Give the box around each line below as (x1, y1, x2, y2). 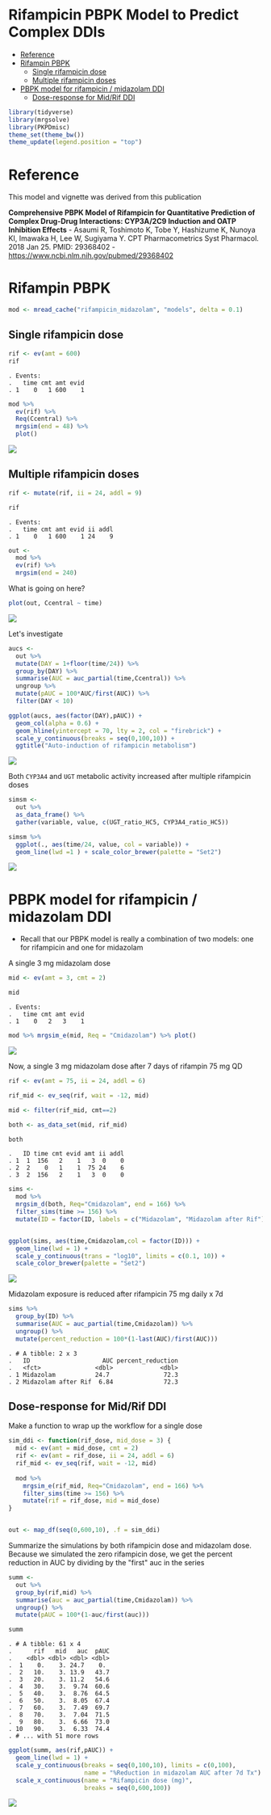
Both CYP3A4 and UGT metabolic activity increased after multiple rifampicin (8, 772, 252, 781)
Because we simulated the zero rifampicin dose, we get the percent (8, 1549, 233, 1559)
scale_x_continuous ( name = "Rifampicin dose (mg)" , (15, 1776, 194, 1784)
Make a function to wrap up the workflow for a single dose (8, 1421, 203, 1431)
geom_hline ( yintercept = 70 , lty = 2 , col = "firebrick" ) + (15, 726, 222, 735)
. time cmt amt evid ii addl (8, 525, 114, 533)
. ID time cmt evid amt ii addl (8, 1150, 125, 1158)
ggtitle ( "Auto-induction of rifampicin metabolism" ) (15, 742, 197, 750)
